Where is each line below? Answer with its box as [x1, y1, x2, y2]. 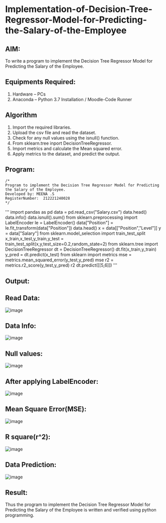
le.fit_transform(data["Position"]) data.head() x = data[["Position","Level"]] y [5, 225, 161, 231]
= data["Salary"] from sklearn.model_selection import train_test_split [5, 230, 146, 236]
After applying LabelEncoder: [5, 377, 99, 386]
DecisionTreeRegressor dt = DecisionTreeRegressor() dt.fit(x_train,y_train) [5, 246, 157, 252]
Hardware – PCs [12, 91, 46, 97]
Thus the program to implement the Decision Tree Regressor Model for [5, 501, 151, 507]
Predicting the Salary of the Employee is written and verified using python [5, 507, 157, 513]
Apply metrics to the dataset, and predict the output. [12, 151, 121, 157]
